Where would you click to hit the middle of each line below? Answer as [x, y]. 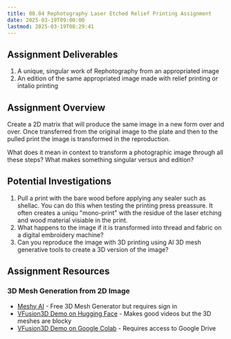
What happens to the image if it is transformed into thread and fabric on [119, 227]
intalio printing [38, 86]
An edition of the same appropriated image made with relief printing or [118, 79]
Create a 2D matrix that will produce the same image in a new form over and [116, 124]
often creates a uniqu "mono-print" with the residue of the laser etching [119, 212]
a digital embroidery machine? [60, 235]
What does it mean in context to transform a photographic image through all [115, 152]
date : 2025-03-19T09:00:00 [46, 20]
